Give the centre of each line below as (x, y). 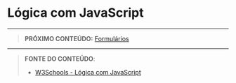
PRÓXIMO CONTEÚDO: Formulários (77, 38)
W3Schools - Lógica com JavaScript (88, 72)
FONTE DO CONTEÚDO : (60, 59)
